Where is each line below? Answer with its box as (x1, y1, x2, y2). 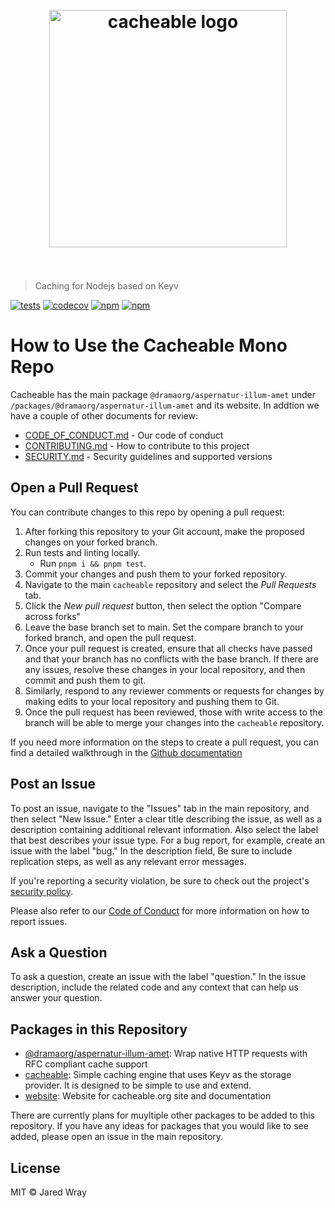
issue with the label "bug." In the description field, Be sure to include (10, 844, 293, 857)
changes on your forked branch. (24, 536, 158, 548)
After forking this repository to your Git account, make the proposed (24, 525, 305, 537)
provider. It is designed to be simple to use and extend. (24, 1079, 252, 1092)
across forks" (24, 610, 82, 622)
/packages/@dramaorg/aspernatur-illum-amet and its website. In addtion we (10, 399, 320, 411)
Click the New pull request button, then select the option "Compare (24, 599, 302, 612)
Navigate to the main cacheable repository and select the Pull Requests (24, 578, 317, 590)
